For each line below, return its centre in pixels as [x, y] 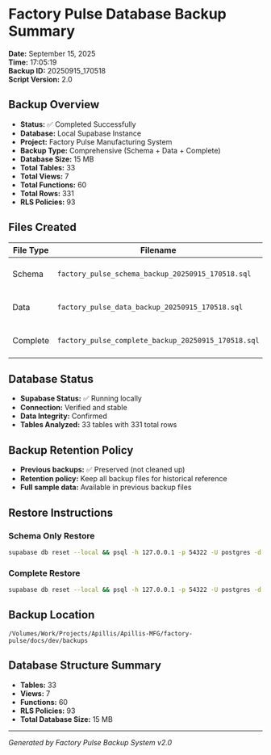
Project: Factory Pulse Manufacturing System [96, 141]
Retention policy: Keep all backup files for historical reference [123, 479]
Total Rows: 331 [47, 193]
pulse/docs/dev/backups [48, 640]
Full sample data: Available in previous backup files [106, 487]
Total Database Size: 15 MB [66, 719]
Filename [158, 250]
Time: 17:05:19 [33, 62]
